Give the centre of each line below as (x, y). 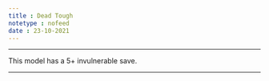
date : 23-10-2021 (39, 30)
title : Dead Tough (41, 16)
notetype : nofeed (39, 23)
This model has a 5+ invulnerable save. (73, 61)
